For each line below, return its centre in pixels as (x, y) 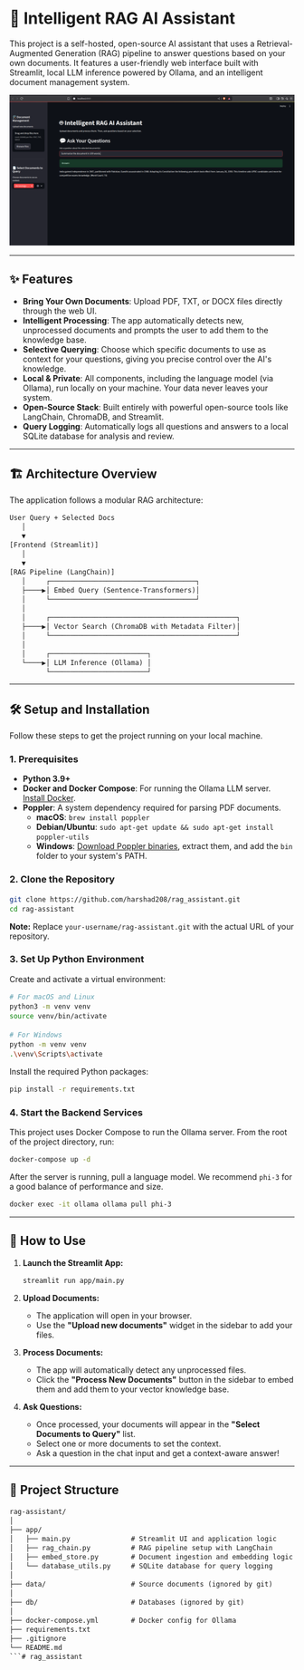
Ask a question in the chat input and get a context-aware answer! (158, 1453)
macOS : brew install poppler (93, 817)
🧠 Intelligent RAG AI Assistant (123, 19)
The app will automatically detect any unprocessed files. (141, 1370)
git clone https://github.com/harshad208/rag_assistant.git (125, 899)
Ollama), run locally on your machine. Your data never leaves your (145, 388)
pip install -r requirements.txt (72, 1089)
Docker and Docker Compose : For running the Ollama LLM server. (147, 788)
